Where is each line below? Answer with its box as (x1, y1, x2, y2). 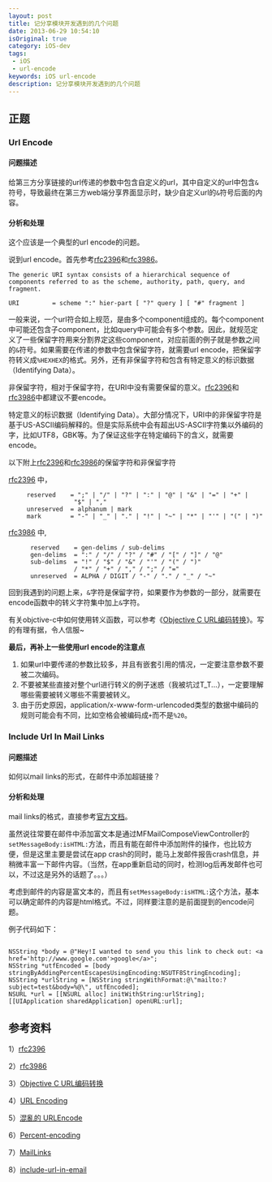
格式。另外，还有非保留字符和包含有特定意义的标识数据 (69, 355, 255, 365)
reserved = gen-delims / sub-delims (29, 544, 165, 552)
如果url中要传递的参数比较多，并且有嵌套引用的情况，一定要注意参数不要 (19, 659, 264, 670)
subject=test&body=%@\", (8, 983, 93, 991)
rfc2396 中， (8, 475, 52, 485)
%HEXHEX (37, 356, 63, 365)
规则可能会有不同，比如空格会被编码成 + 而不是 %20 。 (19, 710, 192, 720)
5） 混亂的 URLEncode (8, 1113, 83, 1123)
